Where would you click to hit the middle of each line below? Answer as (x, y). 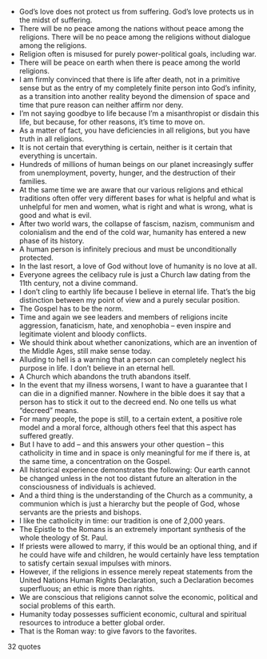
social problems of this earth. (67, 605)
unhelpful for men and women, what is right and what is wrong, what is (136, 206)
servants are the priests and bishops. (80, 512)
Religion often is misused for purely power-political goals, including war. (137, 54)
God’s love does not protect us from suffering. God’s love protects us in (136, 12)
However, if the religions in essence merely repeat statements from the (136, 572)
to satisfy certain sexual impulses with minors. (95, 563)
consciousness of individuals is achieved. (88, 487)
